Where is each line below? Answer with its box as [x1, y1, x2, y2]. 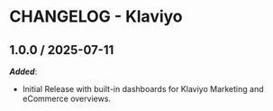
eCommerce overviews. [22, 93, 111, 104]
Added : [9, 66, 38, 77]
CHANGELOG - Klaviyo [9, 6, 183, 27]
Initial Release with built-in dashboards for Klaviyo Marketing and [22, 84, 264, 94]
